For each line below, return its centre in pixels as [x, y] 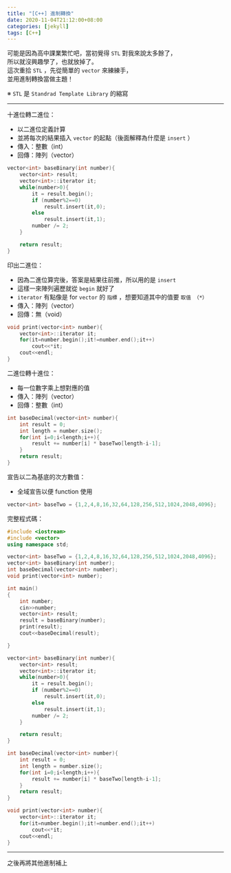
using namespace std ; [38, 545]
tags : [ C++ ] [24, 33]
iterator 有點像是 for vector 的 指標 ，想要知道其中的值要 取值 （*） [112, 297]
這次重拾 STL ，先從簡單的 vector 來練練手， [70, 70]
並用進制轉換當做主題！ [40, 79]
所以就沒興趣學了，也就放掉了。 [52, 62]
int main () [23, 588]
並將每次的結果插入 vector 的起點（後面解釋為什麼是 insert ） [105, 138]
